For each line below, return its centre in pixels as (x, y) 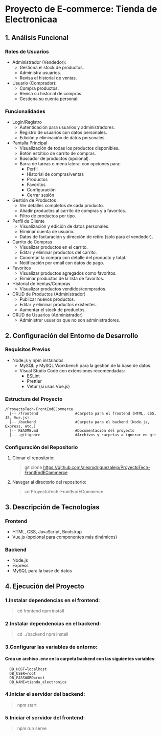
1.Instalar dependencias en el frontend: (53, 600)
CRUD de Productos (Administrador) (49, 294)
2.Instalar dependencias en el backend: (53, 624)
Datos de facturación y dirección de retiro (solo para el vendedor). (86, 237)
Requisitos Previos (28, 349)
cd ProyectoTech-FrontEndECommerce (64, 492)
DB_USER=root (23, 673)
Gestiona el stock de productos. (52, 67)
